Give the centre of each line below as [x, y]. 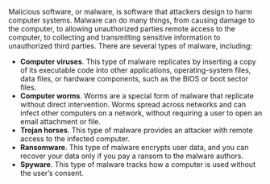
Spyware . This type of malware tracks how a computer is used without [138, 164]
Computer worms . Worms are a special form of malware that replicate [137, 96]
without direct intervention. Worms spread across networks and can [133, 105]
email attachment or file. [60, 121]
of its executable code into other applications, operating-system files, [135, 70]
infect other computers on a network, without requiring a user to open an [141, 113]
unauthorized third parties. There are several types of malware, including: [130, 46]
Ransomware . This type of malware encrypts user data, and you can [134, 147]
